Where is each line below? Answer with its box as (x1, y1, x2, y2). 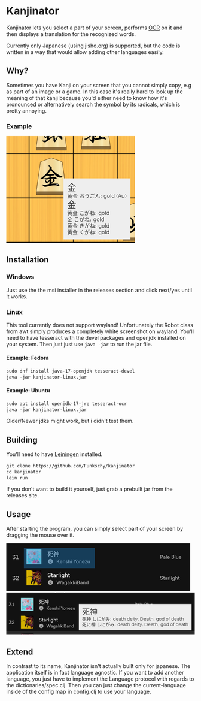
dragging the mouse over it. (6, 531, 75, 539)
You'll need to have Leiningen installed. (6, 451, 103, 458)
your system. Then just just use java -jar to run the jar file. (6, 340, 153, 348)
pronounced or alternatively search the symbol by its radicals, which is (6, 101, 181, 108)
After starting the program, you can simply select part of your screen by (6, 525, 184, 533)
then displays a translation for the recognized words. (6, 30, 136, 37)
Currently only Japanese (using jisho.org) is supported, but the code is (6, 42, 181, 49)
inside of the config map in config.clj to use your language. (6, 688, 151, 696)
